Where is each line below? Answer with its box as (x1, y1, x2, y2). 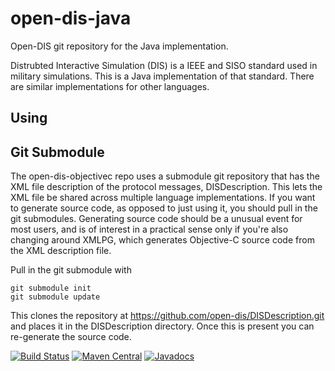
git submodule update (10, 292, 101, 302)
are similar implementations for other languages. (10, 80, 210, 92)
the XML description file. (10, 245, 112, 257)
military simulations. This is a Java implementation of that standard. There (10, 70, 315, 82)
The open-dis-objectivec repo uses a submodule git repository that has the (10, 170, 320, 182)
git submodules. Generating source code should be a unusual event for (10, 213, 303, 225)
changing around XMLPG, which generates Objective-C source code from (10, 234, 315, 246)
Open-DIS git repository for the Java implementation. (10, 40, 229, 52)
